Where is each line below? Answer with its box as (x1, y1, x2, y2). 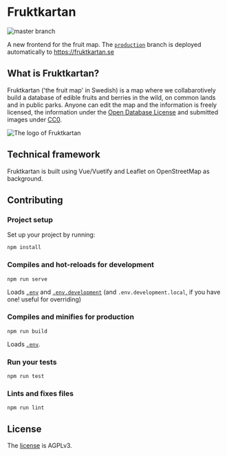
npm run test (7, 373, 45, 380)
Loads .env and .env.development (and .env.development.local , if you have (7, 288, 221, 296)
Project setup (7, 215, 53, 224)
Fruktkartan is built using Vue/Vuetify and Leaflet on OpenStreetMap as (7, 167, 210, 175)
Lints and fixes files (7, 389, 74, 399)
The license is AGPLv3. (7, 442, 72, 450)
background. (7, 174, 43, 183)
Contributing (7, 194, 63, 206)
